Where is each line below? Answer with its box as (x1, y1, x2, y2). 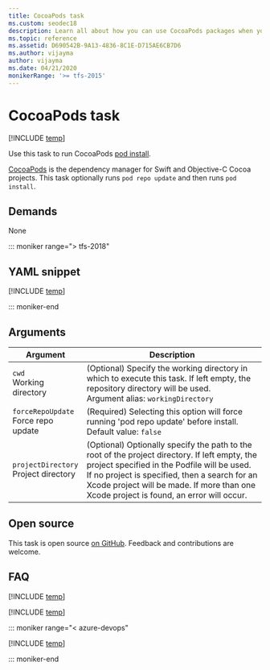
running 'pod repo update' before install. (86, 416, 239, 427)
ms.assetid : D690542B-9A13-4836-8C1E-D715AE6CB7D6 (8, 42, 182, 50)
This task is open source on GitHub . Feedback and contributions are (8, 538, 235, 548)
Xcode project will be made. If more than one (86, 480, 256, 490)
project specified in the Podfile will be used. (86, 460, 252, 470)
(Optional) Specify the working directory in (86, 363, 247, 374)
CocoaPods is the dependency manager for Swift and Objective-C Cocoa (8, 164, 252, 174)
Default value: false (86, 426, 162, 437)
